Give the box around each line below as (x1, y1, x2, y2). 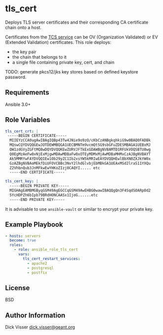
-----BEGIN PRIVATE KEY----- (9, 183, 69, 189)
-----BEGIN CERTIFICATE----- (7, 134, 67, 138)
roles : (9, 242, 23, 248)
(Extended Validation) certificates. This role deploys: (5, 39, 112, 45)
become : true (9, 238, 36, 243)
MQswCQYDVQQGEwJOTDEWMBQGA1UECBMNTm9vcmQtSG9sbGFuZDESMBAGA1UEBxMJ (9, 142, 151, 148)
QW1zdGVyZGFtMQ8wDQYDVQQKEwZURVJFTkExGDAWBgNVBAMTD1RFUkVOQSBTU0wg (9, 147, 151, 152)
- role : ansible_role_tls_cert (14, 247, 78, 252)
